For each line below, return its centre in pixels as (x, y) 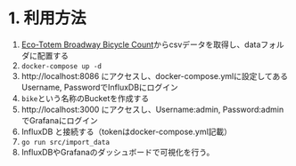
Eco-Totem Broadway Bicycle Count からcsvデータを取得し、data (141, 44)
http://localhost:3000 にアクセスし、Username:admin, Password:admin (152, 109)
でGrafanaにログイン (60, 120)
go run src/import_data (66, 142)
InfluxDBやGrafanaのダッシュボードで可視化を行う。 (118, 152)
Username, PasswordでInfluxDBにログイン (100, 87)
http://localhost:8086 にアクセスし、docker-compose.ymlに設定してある (155, 75)
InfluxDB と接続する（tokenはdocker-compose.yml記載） (127, 131)
